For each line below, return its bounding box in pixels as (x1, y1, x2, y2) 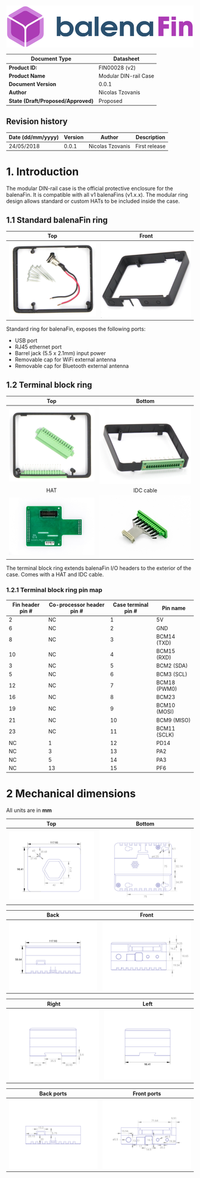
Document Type (30, 55, 71, 62)
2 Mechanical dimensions (6, 787, 136, 801)
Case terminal (112, 601, 149, 609)
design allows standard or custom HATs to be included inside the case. (6, 197, 180, 205)
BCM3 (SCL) (156, 670, 187, 677)
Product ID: (8, 64, 37, 71)
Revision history (6, 116, 68, 126)
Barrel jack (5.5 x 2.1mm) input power (14, 350, 106, 357)
